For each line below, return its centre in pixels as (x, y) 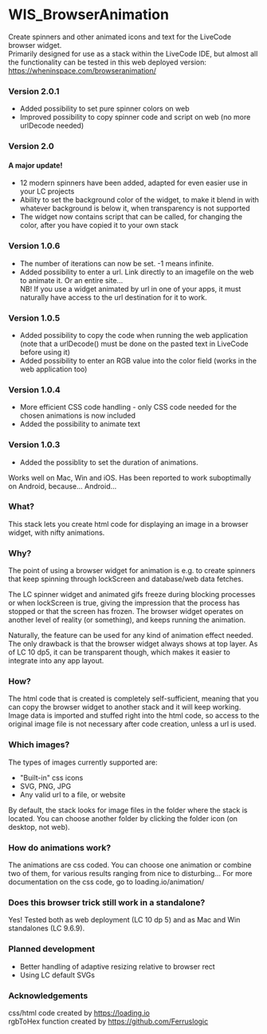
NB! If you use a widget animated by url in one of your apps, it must (130, 289)
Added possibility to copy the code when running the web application (134, 335)
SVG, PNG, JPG (45, 786)
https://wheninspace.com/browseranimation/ (82, 70)
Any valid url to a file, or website (73, 794)
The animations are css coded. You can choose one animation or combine (130, 865)
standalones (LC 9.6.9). (47, 928)
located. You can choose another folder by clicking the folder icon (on (123, 818)
